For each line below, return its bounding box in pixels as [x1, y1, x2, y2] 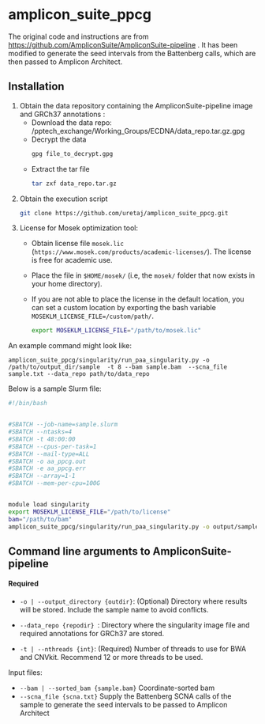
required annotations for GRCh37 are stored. [19, 629, 165, 639]
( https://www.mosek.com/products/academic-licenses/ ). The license [31, 247, 252, 256]
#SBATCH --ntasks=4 [8, 428, 73, 436]
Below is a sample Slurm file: [8, 384, 102, 393]
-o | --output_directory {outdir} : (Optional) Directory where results [19, 597, 248, 606]
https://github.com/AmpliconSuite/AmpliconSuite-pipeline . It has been [8, 40, 238, 49]
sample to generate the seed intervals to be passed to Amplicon [19, 700, 228, 710]
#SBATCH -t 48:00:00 [8, 435, 77, 443]
